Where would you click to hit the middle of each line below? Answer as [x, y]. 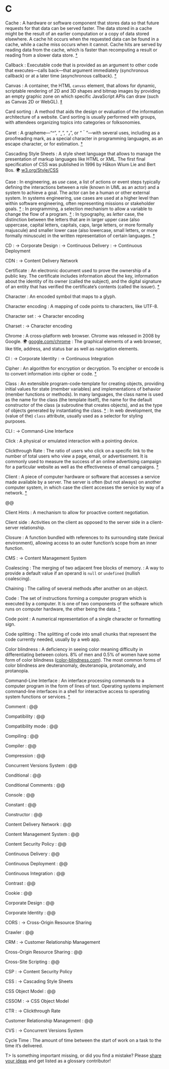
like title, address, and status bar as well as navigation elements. [72, 349]
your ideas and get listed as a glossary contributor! [58, 1061]
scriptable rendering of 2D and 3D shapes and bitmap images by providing [83, 91]
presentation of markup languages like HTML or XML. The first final [75, 159]
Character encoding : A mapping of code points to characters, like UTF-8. [82, 306]
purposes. [16, 421]
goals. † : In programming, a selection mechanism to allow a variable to [79, 209]
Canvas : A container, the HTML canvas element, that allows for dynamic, [81, 85]
